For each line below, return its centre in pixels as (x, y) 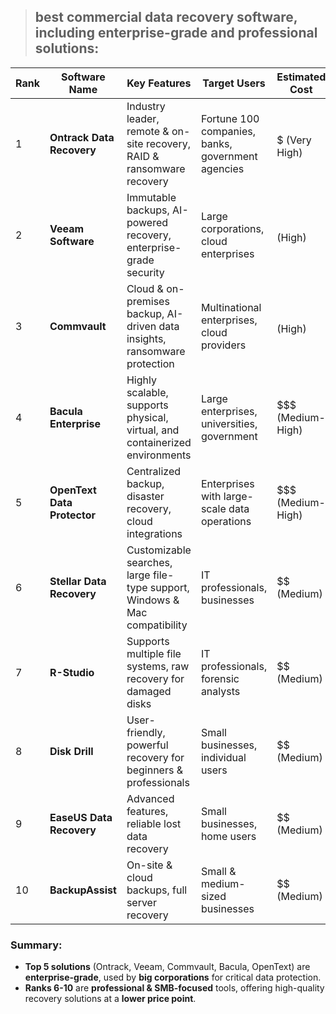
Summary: (36, 945)
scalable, (147, 392)
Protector (72, 515)
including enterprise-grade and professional (176, 33)
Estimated (301, 77)
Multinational (231, 307)
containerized (159, 442)
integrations (154, 533)
